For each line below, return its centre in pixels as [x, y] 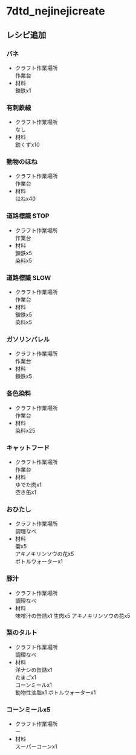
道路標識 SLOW [29, 277]
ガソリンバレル [28, 339]
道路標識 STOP [28, 216]
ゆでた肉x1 [28, 484]
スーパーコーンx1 [36, 747]
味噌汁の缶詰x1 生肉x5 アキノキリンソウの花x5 [73, 615]
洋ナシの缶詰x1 [34, 670]
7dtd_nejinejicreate [56, 11]
